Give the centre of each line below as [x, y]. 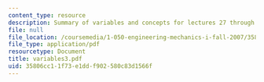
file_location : [33, 37]
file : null [26, 30]
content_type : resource [47, 15]
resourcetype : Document [47, 52]
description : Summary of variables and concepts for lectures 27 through [132, 23]
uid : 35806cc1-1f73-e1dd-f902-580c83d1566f [81, 66]
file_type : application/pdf [54, 45]
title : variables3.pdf [45, 59]
